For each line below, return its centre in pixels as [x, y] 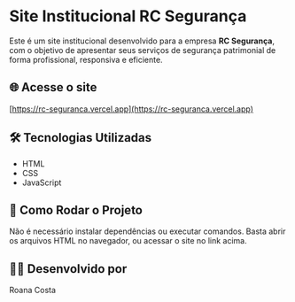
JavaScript [42, 182]
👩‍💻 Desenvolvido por [68, 269]
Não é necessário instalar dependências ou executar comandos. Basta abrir [147, 231]
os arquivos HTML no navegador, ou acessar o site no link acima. [128, 241]
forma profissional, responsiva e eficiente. [86, 59]
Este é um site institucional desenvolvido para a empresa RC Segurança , [142, 41]
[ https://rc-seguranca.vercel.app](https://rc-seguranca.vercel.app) [132, 109]
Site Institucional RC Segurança [128, 16]
